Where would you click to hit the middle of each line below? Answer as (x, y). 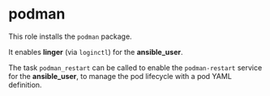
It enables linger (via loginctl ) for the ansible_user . (96, 52)
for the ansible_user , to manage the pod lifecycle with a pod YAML (120, 76)
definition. (25, 85)
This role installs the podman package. (70, 36)
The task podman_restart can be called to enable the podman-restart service (135, 67)
